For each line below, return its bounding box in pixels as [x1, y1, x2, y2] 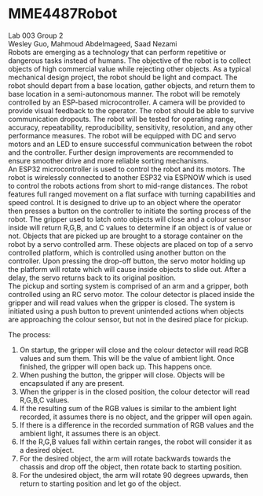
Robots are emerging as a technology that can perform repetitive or [8, 47, 226, 57]
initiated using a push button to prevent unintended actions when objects [8, 306, 245, 315]
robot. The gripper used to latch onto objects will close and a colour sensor [8, 214, 251, 224]
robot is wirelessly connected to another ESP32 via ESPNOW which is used [8, 172, 252, 182]
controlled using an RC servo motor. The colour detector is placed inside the [8, 289, 255, 299]
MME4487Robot [8, 5, 118, 23]
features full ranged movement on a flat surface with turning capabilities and [8, 189, 256, 199]
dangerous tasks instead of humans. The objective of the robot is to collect [8, 56, 251, 65]
